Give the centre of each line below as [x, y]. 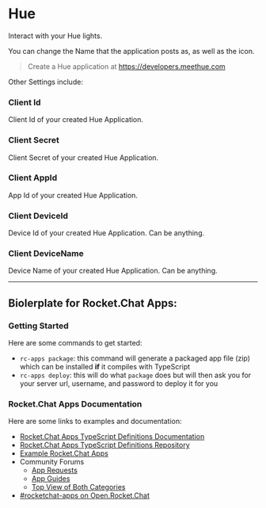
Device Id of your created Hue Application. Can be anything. [106, 233]
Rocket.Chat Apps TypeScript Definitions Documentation [112, 437]
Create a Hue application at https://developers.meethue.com [126, 66]
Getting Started [38, 326]
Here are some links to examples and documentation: [95, 422]
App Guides [51, 479]
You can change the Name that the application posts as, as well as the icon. [131, 51]
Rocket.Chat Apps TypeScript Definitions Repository [104, 445]
